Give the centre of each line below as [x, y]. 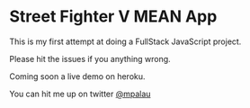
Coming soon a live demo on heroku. [77, 76]
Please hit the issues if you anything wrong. [90, 58]
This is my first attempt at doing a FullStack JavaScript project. [125, 41]
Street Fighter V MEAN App [113, 17]
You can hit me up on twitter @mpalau [80, 94]
